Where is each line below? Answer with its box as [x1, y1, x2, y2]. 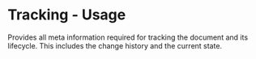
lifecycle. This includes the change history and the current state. [7, 40, 223, 50]
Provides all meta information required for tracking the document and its [7, 32, 249, 42]
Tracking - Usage [7, 6, 126, 24]
